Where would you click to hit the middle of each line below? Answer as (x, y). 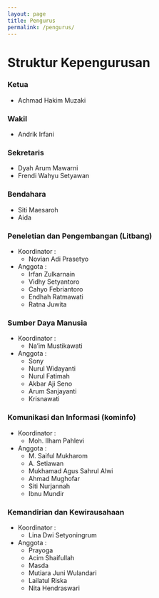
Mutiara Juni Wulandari (63, 573)
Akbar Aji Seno (50, 384)
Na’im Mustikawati (56, 346)
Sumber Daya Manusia (47, 323)
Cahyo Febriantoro (56, 289)
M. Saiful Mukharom (58, 455)
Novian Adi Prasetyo (58, 259)
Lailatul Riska (48, 580)
